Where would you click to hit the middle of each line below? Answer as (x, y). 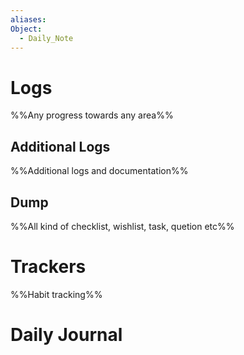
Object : (26, 29)
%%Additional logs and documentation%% (99, 171)
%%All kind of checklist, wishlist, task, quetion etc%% (122, 226)
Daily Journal (66, 335)
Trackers (48, 267)
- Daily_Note (46, 38)
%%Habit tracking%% (56, 294)
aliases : (28, 19)
